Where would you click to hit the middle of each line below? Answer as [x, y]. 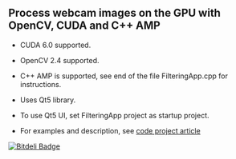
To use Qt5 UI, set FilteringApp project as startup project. [115, 115]
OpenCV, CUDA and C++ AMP [84, 26]
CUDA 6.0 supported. [55, 45]
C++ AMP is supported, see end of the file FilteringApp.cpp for [124, 76]
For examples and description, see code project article [110, 130]
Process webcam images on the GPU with [114, 13]
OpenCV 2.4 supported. [59, 60]
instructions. [41, 84]
